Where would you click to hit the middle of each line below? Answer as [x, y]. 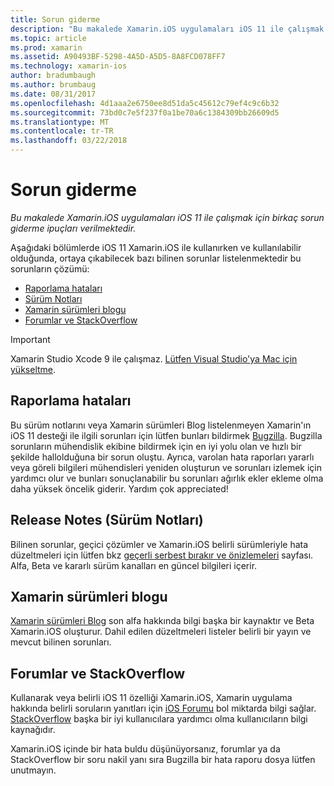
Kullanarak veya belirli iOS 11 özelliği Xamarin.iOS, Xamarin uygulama [151, 698]
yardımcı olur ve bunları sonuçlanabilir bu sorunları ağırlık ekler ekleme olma [167, 478]
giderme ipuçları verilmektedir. [73, 228]
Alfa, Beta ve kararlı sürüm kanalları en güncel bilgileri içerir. [134, 565]
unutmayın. [33, 770]
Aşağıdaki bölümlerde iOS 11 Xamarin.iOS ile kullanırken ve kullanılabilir [156, 247]
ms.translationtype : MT [60, 122]
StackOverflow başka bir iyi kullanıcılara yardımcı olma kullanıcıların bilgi [159, 719]
